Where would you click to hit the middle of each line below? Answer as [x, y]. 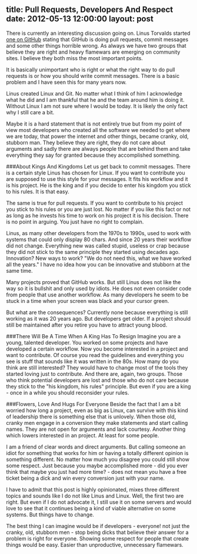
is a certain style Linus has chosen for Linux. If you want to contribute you [96, 173]
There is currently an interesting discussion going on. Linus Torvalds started [98, 33]
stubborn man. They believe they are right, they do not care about [86, 142]
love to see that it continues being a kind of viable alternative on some [91, 508]
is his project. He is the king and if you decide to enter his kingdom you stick [98, 185]
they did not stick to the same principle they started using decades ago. [93, 252]
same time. [20, 271]
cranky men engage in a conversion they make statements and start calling [97, 423]
